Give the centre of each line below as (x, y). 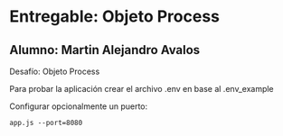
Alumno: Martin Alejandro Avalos (105, 50)
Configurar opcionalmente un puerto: (79, 106)
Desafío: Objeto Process (55, 71)
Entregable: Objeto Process (114, 17)
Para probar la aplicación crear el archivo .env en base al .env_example (141, 89)
